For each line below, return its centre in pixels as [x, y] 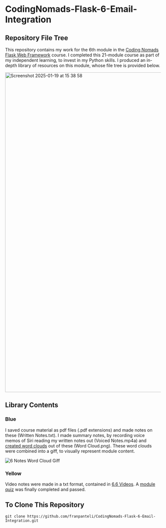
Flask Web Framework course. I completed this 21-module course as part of [82, 55]
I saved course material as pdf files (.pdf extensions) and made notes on [79, 430]
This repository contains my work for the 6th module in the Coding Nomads [82, 50]
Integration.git [22, 521]
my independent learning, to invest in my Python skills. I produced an [75, 60]
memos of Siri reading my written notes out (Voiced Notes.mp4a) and [76, 440]
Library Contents [32, 405]
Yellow [13, 473]
